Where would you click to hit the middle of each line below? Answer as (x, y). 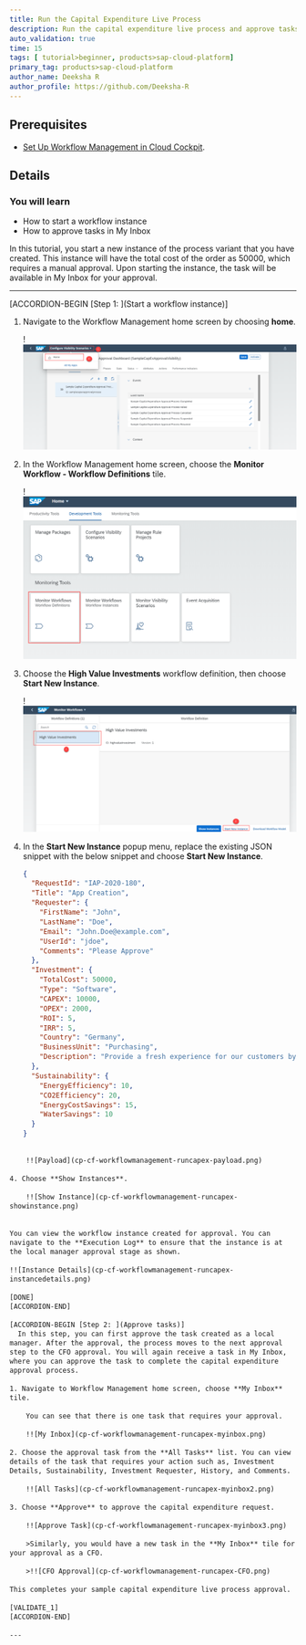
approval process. (44, 1371)
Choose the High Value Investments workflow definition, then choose (154, 674)
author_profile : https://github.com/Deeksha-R (99, 87)
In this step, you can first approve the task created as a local (146, 1334)
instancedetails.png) (51, 1279)
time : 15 (26, 48)
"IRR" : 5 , (58, 1028)
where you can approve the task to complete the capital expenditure (144, 1362)
